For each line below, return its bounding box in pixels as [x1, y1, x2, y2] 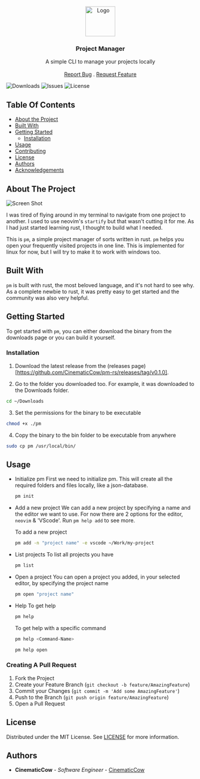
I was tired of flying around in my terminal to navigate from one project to [6, 211, 186, 218]
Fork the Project [14, 674, 55, 681]
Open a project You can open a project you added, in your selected [14, 573, 180, 580]
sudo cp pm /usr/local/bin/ [6, 443, 76, 449]
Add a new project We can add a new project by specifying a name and [14, 504, 191, 512]
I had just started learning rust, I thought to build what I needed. [6, 224, 163, 231]
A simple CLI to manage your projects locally [45, 58, 155, 65]
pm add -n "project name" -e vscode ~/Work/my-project [14, 540, 155, 546]
